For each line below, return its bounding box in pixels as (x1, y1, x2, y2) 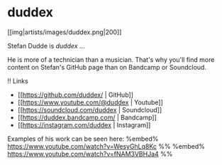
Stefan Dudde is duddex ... (7, 41, 85, 50)
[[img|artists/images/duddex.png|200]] (7, 28, 122, 36)
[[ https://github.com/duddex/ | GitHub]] (17, 90, 133, 99)
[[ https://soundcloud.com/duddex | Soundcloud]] (17, 105, 162, 114)
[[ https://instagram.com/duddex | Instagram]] (17, 120, 151, 129)
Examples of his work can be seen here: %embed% (7, 134, 159, 143)
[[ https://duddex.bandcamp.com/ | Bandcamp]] (17, 113, 157, 122)
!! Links (7, 76, 28, 85)
